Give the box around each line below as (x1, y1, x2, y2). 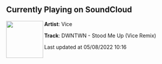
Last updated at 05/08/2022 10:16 (44, 43, 127, 50)
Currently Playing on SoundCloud (6, 5, 132, 15)
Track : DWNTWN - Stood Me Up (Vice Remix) (44, 32, 157, 39)
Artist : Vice (44, 20, 73, 27)
